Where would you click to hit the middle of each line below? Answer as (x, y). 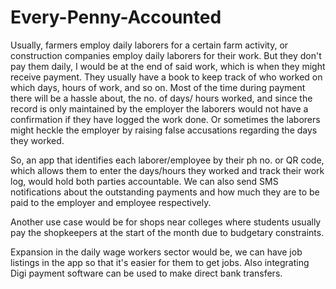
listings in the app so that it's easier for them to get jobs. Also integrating (160, 262)
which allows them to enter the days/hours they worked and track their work (167, 170)
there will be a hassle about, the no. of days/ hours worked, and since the (161, 98)
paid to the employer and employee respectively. (111, 202)
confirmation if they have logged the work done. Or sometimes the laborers (165, 119)
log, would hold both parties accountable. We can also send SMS (144, 181)
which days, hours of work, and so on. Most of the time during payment (158, 87)
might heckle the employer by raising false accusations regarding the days (164, 130)
